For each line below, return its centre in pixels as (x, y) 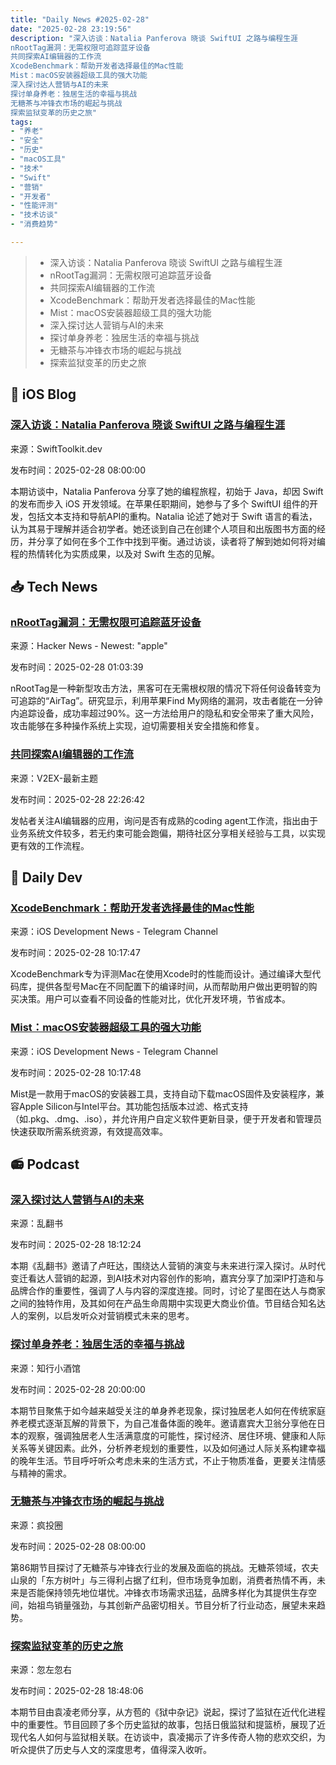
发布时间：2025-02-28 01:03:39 (77, 667)
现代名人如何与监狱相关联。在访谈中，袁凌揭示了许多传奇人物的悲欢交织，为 (168, 1737)
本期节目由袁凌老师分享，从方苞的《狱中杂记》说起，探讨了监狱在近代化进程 (168, 1712)
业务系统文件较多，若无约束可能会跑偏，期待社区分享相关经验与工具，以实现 (168, 833)
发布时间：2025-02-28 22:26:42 (78, 799)
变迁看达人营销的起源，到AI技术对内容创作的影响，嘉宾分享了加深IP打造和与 (167, 1278)
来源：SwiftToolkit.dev (56, 448)
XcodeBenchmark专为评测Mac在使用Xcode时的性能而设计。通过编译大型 (161, 974)
